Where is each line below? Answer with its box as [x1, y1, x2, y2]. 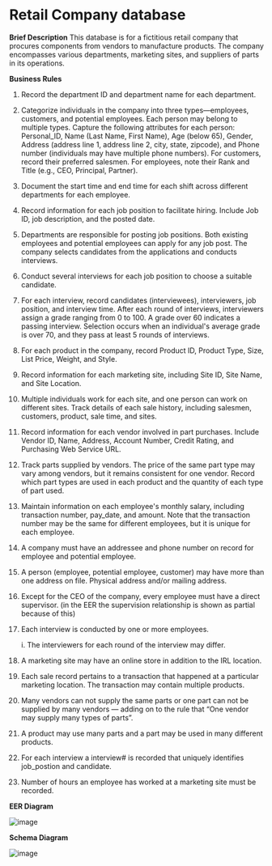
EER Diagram [9, 801, 53, 811]
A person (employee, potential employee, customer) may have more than [20, 567, 265, 576]
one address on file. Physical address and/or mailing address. [20, 575, 227, 585]
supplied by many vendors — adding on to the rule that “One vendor [20, 704, 249, 714]
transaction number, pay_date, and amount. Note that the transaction [20, 510, 250, 520]
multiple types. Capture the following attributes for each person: [20, 122, 236, 132]
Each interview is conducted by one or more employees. [20, 624, 210, 634]
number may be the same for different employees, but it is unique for [20, 518, 251, 528]
